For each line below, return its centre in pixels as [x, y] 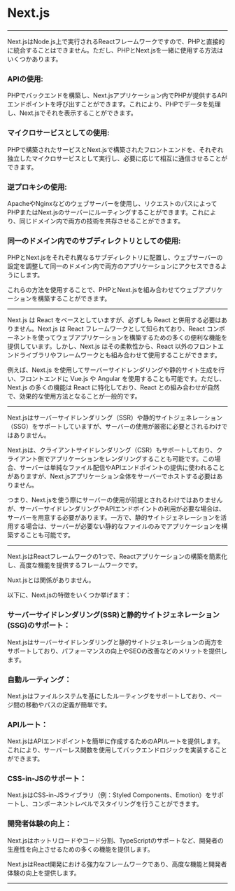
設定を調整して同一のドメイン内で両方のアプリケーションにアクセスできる [114, 266]
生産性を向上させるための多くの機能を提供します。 [80, 849]
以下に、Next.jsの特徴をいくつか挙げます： [69, 595]
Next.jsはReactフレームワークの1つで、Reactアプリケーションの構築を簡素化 [117, 557]
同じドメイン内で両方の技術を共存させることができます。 [102, 221]
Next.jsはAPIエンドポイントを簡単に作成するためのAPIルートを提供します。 [116, 741]
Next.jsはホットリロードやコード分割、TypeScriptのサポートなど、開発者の [115, 840]
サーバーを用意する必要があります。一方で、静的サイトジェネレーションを [114, 518]
